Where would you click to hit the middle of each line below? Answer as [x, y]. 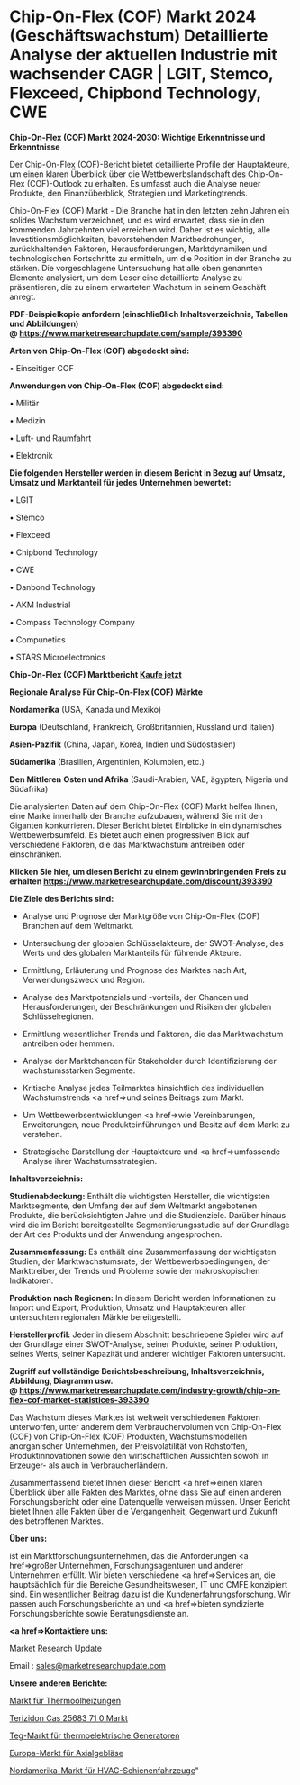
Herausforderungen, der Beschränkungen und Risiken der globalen [147, 1006]
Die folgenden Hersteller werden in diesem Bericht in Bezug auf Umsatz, [147, 473]
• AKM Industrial [40, 605]
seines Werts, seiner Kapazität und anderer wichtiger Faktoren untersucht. [147, 1353]
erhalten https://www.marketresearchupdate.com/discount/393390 [141, 881]
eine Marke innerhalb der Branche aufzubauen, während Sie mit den [136, 815]
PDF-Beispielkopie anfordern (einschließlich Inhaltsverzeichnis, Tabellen [149, 314]
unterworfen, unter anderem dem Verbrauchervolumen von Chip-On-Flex [145, 1426]
